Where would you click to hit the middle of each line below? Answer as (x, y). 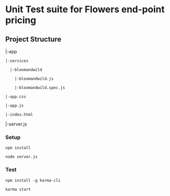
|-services (17, 61)
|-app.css (16, 97)
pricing (21, 20)
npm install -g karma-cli (33, 180)
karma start (18, 189)
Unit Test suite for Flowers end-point (85, 9)
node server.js (22, 157)
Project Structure (33, 39)
